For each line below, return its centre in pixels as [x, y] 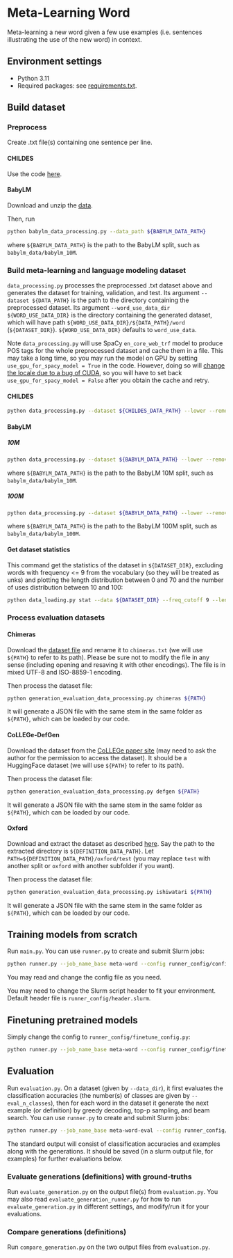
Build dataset [36, 108]
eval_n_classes [29, 1103]
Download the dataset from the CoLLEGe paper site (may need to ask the [112, 750]
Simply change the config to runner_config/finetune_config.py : [99, 1037]
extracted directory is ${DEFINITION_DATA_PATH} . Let [80, 851]
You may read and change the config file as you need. [84, 977]
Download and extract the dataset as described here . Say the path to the [111, 843]
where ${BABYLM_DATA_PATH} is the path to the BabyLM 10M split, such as [110, 473]
